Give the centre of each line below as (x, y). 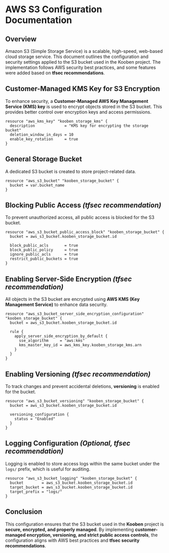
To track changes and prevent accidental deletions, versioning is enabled (82, 386)
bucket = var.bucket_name (37, 185)
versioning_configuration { (40, 414)
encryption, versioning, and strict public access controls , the (92, 535)
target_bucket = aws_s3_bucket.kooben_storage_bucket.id (71, 487)
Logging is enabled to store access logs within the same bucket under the (82, 463)
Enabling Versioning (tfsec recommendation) (78, 374)
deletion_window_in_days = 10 (42, 134)
